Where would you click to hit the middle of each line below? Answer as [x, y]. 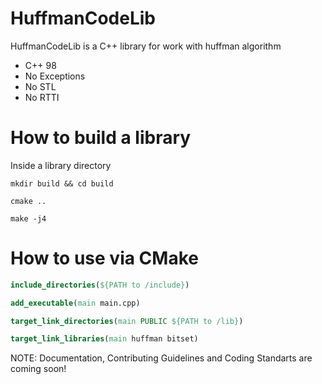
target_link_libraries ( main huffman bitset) [104, 339]
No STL [40, 86]
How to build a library [101, 138]
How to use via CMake [104, 258]
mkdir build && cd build [62, 183]
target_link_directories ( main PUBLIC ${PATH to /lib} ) [127, 321]
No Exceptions [55, 76]
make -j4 [28, 218]
